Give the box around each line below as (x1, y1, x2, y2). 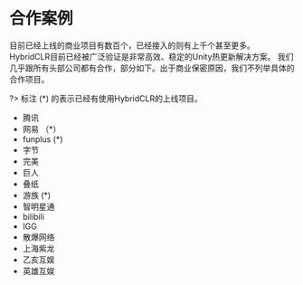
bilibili (22, 211, 45, 222)
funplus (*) (22, 133, 63, 145)
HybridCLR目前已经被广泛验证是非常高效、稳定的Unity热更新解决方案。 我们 (9, 51, 294, 62)
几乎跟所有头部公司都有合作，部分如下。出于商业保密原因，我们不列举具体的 (9, 62, 295, 73)
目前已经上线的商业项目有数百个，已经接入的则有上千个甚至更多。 (9, 40, 255, 51)
